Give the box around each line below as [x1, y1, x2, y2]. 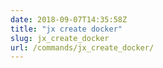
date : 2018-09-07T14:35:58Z [10, 14, 128, 25]
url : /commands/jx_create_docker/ [10, 42, 155, 53]
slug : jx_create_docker [10, 33, 110, 43]
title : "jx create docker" [10, 24, 123, 34]
